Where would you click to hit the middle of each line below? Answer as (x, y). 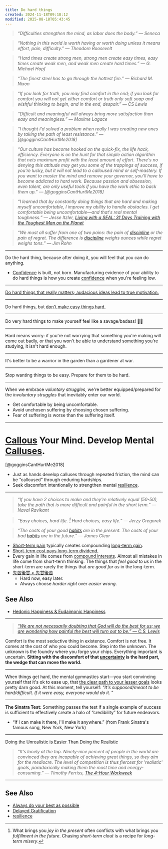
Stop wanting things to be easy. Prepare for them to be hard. (67, 375)
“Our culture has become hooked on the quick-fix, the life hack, (83, 149)
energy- (135, 767)
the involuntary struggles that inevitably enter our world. (63, 395)
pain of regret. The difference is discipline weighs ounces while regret (89, 238)
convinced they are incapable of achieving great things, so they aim (88, 757)
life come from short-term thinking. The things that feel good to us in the (87, 561)
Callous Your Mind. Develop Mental (79, 440)
